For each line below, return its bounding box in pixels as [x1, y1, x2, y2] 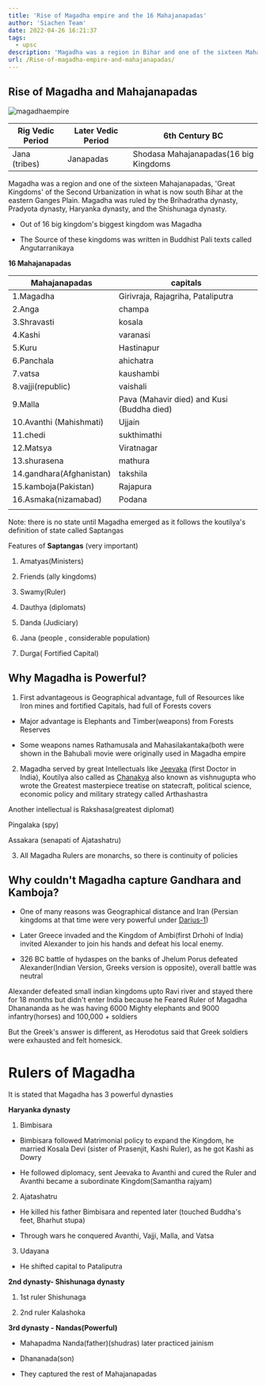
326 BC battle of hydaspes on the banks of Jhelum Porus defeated [19, 955, 238, 964]
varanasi [118, 329, 150, 340]
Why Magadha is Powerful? [8, 672, 147, 685]
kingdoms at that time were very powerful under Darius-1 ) [19, 915, 209, 925]
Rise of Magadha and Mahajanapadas [8, 85, 198, 99]
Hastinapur [118, 342, 160, 353]
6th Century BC [163, 130, 224, 141]
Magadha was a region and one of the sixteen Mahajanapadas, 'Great [8, 178, 236, 188]
